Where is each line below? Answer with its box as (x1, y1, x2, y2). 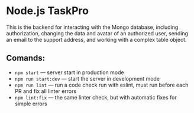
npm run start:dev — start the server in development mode (14, 75, 160, 82)
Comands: (6, 53, 46, 63)
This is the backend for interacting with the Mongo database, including (6, 24, 179, 31)
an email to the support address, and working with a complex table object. (6, 36, 187, 43)
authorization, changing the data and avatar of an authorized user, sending (6, 29, 188, 36)
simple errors (14, 100, 47, 107)
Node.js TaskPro (6, 4, 89, 18)
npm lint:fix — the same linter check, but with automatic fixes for (14, 94, 177, 101)
